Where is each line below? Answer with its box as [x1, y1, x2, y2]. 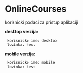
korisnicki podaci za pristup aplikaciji [5, 19, 78, 25]
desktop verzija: [5, 29, 39, 34]
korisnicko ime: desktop [7, 38, 57, 43]
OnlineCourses [5, 3, 67, 15]
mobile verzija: [5, 51, 36, 57]
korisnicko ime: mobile [7, 60, 55, 65]
